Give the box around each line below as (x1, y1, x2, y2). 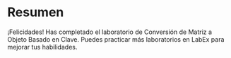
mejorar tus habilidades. (7, 42, 78, 51)
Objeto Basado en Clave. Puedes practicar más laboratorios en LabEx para (7, 35, 225, 43)
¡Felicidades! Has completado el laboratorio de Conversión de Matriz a (7, 28, 213, 36)
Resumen (7, 4, 64, 21)
